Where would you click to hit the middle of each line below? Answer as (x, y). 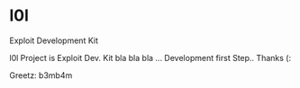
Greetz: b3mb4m (41, 75)
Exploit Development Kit (54, 40)
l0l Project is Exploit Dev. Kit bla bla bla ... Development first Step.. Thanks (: (150, 57)
